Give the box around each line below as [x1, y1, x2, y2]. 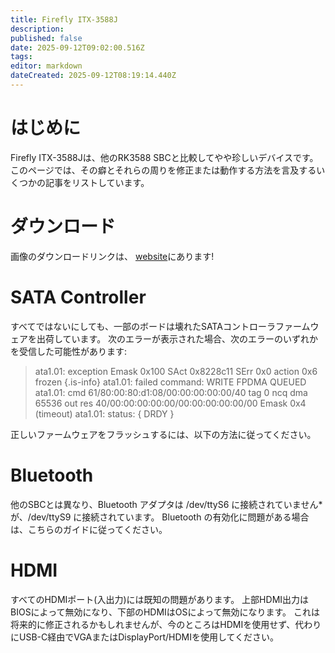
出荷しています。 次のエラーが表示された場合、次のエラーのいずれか [36, 332, 319, 345]
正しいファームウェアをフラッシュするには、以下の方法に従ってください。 [10, 428, 317, 440]
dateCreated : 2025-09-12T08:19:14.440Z [10, 71, 177, 81]
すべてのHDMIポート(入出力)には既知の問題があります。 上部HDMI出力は [10, 593, 310, 605]
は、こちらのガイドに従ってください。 [10, 523, 168, 535]
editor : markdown [10, 61, 83, 71]
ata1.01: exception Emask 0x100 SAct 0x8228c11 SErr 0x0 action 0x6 [34, 365, 318, 377]
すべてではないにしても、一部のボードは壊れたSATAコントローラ [10, 320, 276, 332]
